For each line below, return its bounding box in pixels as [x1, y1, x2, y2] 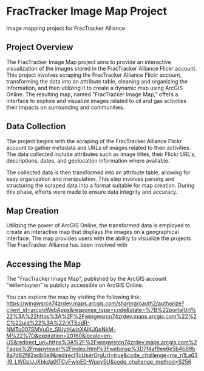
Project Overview [6, 42, 73, 52]
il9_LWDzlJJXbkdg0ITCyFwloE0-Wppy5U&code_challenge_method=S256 [6, 358, 192, 366]
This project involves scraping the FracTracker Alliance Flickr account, [6, 71, 182, 79]
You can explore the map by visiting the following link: [6, 294, 141, 301]
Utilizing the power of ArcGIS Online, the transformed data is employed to [6, 222, 190, 229]
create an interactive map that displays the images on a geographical [6, 228, 179, 236]
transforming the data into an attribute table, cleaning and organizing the [6, 77, 188, 85]
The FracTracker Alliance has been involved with [6, 241, 127, 249]
